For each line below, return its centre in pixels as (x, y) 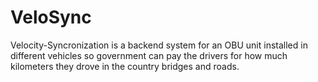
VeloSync (51, 17)
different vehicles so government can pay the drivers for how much (149, 55)
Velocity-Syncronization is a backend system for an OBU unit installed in (159, 45)
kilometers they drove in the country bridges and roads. (125, 66)
